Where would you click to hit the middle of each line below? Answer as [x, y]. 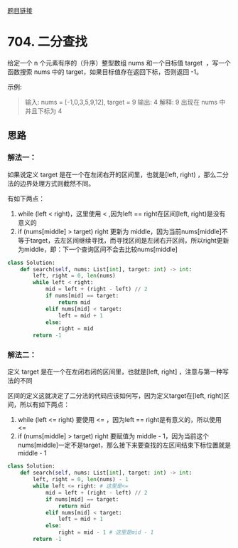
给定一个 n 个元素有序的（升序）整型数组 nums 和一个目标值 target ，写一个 [119, 63]
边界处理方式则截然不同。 [57, 183]
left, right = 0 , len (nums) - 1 [81, 480]
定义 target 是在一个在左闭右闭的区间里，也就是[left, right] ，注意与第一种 [115, 372]
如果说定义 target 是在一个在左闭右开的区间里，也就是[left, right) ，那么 [112, 174]
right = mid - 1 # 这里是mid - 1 [106, 532]
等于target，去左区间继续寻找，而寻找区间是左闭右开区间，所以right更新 [123, 240]
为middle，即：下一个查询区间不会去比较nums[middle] [97, 249]
